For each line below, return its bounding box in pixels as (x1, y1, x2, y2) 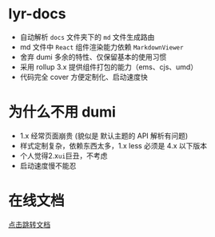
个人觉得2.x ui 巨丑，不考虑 (19, 151, 108, 160)
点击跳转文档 (8, 219, 50, 229)
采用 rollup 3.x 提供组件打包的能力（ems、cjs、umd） (19, 61, 198, 72)
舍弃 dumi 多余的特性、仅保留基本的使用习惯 (19, 52, 167, 61)
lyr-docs (8, 5, 66, 23)
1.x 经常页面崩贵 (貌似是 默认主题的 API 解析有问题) (19, 131, 189, 140)
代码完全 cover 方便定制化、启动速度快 (19, 72, 148, 81)
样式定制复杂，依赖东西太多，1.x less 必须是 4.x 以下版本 (19, 140, 208, 150)
